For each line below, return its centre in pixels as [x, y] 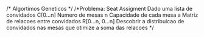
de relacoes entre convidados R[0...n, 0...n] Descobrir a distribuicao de [95, 21]
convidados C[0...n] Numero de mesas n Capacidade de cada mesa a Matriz [102, 15]
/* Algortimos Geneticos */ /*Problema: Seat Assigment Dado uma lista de [100, 9]
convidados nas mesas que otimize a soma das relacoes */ [80, 27]
